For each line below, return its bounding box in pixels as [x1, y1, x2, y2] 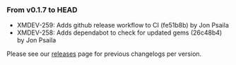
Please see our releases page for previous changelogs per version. [6, 49, 202, 58]
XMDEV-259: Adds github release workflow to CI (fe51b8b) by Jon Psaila [16, 21, 229, 30]
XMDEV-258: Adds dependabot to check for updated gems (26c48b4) [16, 28, 223, 37]
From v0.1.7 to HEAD [6, 5, 78, 15]
